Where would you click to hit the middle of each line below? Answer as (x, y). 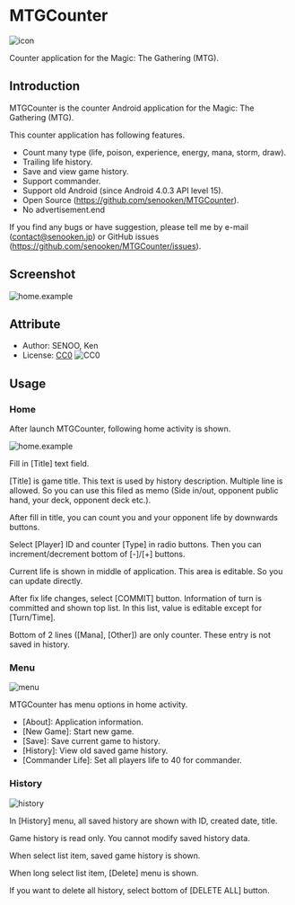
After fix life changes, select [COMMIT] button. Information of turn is (136, 599)
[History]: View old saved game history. (95, 750)
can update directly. (46, 581)
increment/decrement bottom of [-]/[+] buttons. (97, 555)
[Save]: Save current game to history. (91, 741)
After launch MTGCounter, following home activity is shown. (120, 429)
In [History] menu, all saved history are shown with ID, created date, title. (143, 821)
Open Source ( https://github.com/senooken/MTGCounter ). (130, 200)
